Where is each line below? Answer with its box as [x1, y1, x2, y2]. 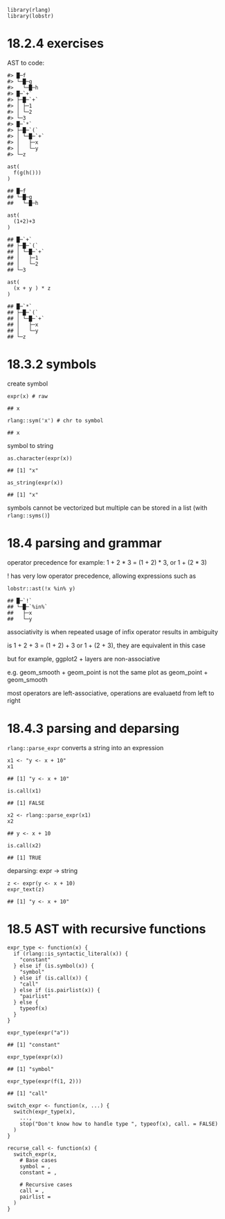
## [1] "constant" [7, 1041, 60, 1048]
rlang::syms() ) [7, 511, 51, 519]
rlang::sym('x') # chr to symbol [7, 417, 104, 424]
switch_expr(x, [13, 1150, 57, 1158]
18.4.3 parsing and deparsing [7, 721, 180, 736]
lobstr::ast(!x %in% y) [7, 585, 76, 592]
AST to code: [7, 58, 45, 67]
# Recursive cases [19, 1181, 73, 1188]
